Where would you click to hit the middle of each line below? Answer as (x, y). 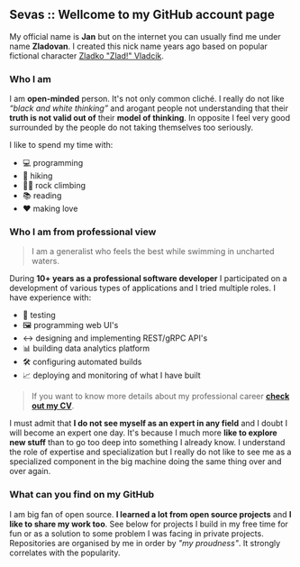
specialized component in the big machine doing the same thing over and (145, 462)
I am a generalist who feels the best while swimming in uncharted (153, 251)
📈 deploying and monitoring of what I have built (111, 375)
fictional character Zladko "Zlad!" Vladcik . (87, 55)
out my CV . (53, 406)
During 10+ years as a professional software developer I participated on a (148, 279)
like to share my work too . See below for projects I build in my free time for (149, 524)
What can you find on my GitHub (82, 495)
